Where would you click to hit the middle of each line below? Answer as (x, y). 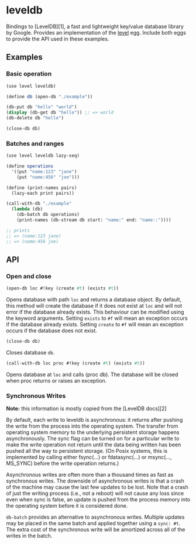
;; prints (18, 230)
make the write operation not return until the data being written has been (94, 445)
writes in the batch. (29, 536)
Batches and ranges (35, 143)
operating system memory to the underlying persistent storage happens (93, 432)
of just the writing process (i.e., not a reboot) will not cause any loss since (95, 493)
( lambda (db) (27, 209)
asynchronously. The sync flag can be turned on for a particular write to (93, 439)
